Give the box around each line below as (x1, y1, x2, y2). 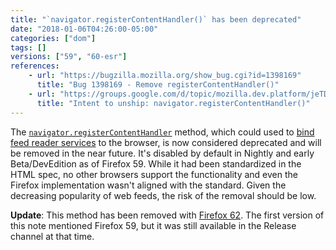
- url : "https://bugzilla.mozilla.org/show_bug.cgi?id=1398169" (28, 71, 302, 81)
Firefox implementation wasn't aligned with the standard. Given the (10, 179, 287, 191)
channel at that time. (10, 230, 95, 242)
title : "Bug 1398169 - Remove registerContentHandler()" (36, 80, 280, 90)
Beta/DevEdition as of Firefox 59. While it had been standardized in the (10, 157, 302, 170)
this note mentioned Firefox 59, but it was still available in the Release (10, 219, 297, 231)
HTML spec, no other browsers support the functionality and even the (10, 168, 298, 180)
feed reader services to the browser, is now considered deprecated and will (10, 136, 322, 148)
